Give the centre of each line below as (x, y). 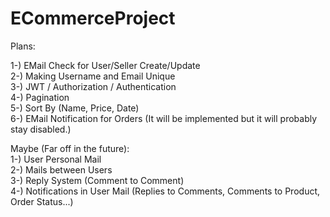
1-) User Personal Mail (56, 159)
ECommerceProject (93, 18)
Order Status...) (42, 201)
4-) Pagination (40, 97)
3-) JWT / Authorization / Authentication (93, 86)
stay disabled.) (41, 129)
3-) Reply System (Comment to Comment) (97, 180)
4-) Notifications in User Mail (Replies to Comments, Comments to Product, (165, 191)
